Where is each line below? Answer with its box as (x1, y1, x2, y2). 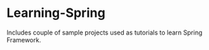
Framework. (6, 35, 42, 44)
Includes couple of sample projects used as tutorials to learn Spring (6, 28, 203, 37)
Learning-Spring (6, 5, 106, 21)
